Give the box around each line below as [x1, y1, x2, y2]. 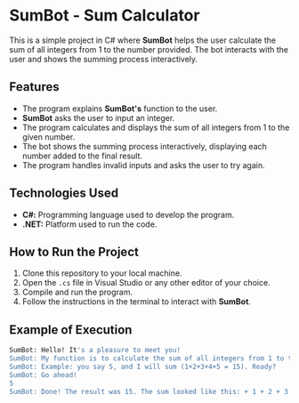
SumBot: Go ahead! [9, 370, 77, 379]
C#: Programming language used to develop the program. [21, 209, 235, 220]
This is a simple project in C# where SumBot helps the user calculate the [9, 35, 277, 45]
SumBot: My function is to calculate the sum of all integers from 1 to [9, 354, 285, 363]
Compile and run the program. [21, 286, 133, 298]
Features [9, 79, 60, 94]
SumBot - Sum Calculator [9, 5, 200, 26]
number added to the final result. [21, 150, 143, 161]
